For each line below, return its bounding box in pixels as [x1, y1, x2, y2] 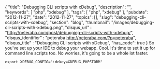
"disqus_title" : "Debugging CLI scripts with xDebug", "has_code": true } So [5, 40, 155, 45]
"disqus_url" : [65, 25, 92, 30]
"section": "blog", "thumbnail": [49, 19, 110, 25]
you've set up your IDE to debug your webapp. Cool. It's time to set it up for [5, 45, 156, 51]
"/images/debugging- [111, 19, 155, 25]
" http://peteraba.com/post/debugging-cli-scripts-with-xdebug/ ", [5, 30, 134, 35]
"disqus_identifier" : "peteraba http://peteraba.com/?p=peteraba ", [5, 35, 136, 41]
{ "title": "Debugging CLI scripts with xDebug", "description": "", [5, 4, 132, 10]
